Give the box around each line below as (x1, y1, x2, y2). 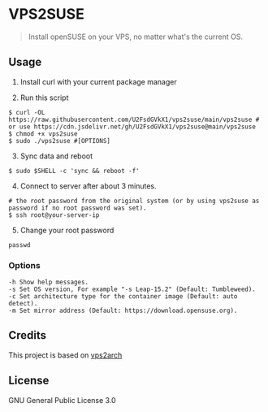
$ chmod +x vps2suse (8, 129, 79, 138)
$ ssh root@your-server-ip (8, 210, 100, 219)
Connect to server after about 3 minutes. (19, 180, 157, 191)
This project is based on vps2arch (8, 350, 123, 360)
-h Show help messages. (8, 278, 89, 287)
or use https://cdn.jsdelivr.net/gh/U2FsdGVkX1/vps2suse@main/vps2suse (8, 123, 256, 131)
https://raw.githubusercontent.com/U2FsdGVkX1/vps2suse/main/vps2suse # (8, 115, 260, 124)
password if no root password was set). (8, 204, 148, 212)
